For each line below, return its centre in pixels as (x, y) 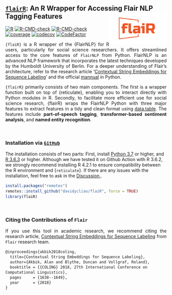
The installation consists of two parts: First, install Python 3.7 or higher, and (85, 154)
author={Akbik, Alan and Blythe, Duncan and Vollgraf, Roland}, (80, 262)
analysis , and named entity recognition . (48, 120)
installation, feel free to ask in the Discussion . (54, 176)
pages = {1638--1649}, (39, 278)
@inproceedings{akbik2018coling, (41, 252)
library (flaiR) (21, 196)
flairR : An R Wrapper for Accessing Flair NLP (79, 8)
